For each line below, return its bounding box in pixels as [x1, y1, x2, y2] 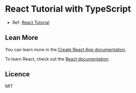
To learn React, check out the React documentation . [5, 56, 110, 62]
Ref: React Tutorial [12, 19, 50, 25]
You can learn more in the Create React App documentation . [5, 46, 127, 52]
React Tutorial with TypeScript [5, 3, 131, 15]
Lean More [5, 34, 38, 42]
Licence [5, 70, 30, 78]
